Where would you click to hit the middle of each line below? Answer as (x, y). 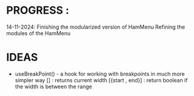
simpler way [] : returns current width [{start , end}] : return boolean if (101, 80)
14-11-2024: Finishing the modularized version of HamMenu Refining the (95, 27)
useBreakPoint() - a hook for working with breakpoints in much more (100, 74)
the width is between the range (53, 86)
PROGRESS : (38, 10)
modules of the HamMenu (38, 33)
